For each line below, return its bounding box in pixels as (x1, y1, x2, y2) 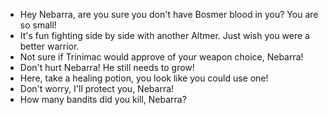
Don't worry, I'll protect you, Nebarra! (19, 83, 175, 94)
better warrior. (19, 40, 80, 52)
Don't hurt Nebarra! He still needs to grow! (19, 62, 195, 73)
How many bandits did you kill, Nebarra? (19, 94, 187, 105)
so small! (19, 19, 57, 31)
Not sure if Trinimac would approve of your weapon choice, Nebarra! (19, 51, 304, 63)
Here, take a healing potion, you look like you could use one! (19, 72, 269, 84)
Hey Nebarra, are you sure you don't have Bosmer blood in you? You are (19, 9, 319, 20)
